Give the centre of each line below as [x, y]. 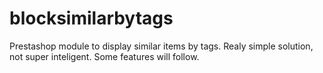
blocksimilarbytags [91, 18]
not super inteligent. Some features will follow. [104, 56]
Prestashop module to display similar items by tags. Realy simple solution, [161, 46]
